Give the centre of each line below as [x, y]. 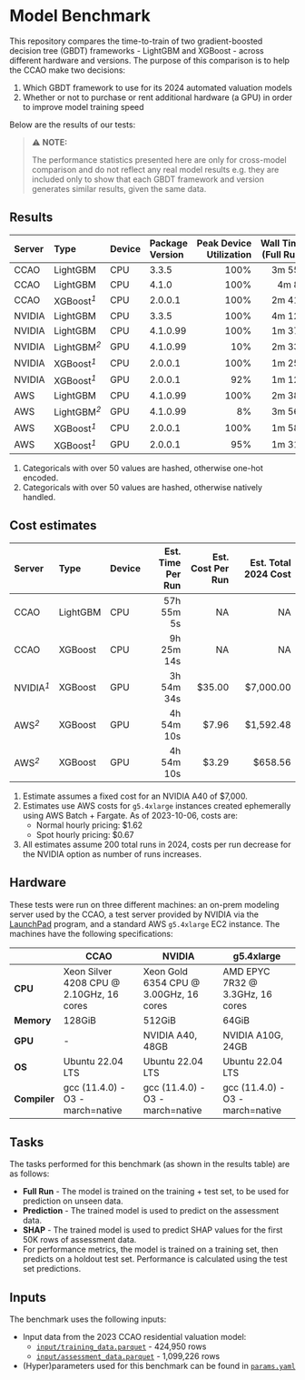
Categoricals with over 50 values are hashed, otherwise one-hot [143, 468]
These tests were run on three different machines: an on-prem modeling [144, 904]
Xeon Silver [88, 972]
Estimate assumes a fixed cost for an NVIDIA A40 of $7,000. [135, 796]
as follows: [30, 1174]
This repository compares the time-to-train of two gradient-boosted [136, 41]
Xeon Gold [166, 972]
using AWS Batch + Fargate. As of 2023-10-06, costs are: [130, 815]
